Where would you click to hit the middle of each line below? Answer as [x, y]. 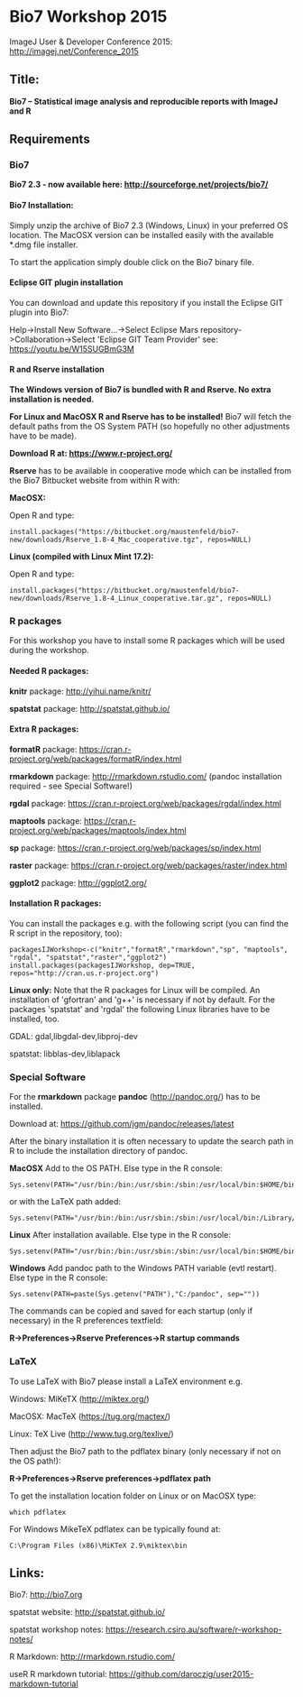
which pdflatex [38, 1512]
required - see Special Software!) [71, 786]
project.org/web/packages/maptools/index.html [98, 830]
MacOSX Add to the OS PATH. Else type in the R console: [116, 1168]
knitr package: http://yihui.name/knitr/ [80, 691]
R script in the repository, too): [66, 933]
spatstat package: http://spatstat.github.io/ [90, 708]
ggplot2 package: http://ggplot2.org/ [78, 882]
